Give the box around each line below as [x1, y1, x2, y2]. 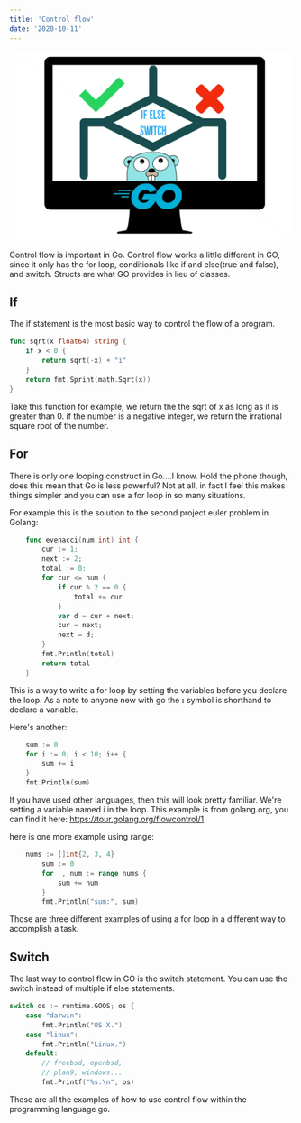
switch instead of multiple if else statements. [9, 983, 176, 994]
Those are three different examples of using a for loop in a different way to [9, 914, 286, 924]
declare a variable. [9, 704, 78, 715]
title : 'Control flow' [9, 14, 95, 23]
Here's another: [9, 721, 68, 732]
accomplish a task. [9, 923, 79, 934]
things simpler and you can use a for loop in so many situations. [9, 489, 246, 500]
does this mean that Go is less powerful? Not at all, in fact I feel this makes [9, 479, 286, 491]
